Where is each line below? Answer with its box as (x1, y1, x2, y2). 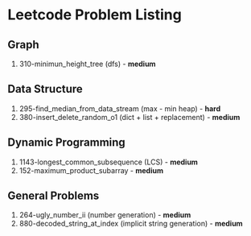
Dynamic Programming (7, 135, 125, 150)
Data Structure (7, 82, 84, 96)
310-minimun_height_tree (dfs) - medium (19, 59, 156, 68)
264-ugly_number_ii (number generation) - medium (19, 210, 191, 220)
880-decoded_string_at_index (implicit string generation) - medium (19, 219, 243, 229)
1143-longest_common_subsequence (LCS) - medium (19, 157, 199, 167)
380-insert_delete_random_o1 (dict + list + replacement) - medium (19, 112, 241, 122)
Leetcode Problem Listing (7, 6, 182, 24)
